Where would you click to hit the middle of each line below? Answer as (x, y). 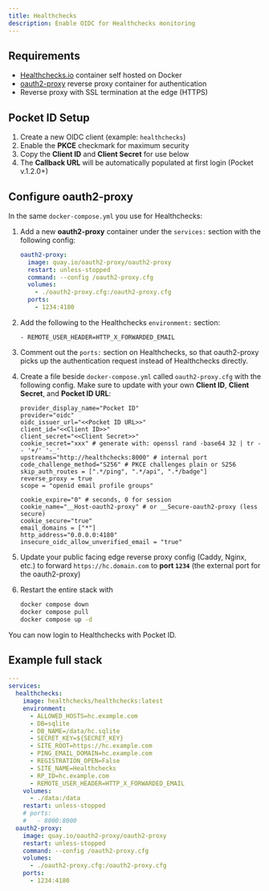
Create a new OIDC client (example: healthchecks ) (103, 137)
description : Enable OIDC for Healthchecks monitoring (102, 23)
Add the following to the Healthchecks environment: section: (120, 322)
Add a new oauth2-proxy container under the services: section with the (140, 231)
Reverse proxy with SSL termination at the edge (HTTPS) (114, 93)
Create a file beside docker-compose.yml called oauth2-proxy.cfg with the (141, 376)
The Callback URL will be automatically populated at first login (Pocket (137, 163)
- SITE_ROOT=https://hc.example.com (91, 746)
